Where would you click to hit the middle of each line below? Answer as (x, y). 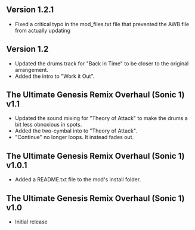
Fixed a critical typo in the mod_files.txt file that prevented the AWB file (102, 24)
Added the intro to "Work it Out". (55, 76)
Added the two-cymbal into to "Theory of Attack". (76, 131)
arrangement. (32, 70)
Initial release (31, 222)
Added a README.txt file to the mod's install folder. (78, 179)
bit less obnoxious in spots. (48, 125)
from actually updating (42, 30)
